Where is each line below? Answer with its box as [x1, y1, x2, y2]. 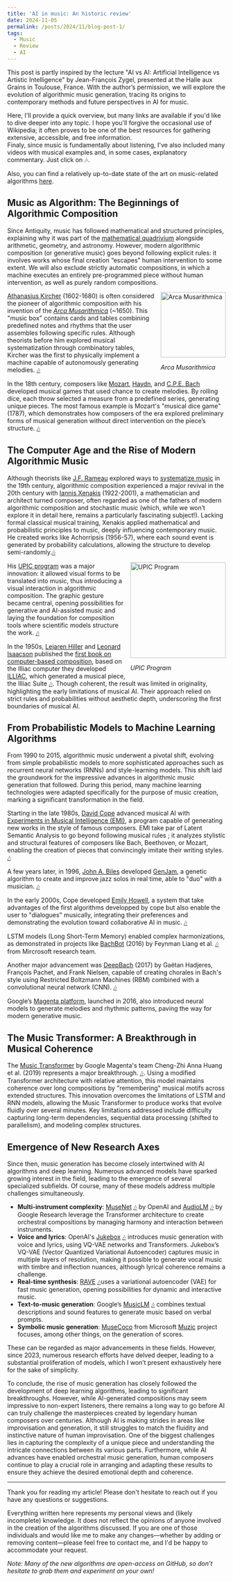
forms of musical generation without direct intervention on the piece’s [7, 416, 206, 425]
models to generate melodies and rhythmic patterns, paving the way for [7, 1004, 212, 1013]
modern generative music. [7, 1012, 83, 1020]
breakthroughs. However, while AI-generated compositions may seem [7, 1393, 207, 1402]
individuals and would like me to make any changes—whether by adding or [7, 1530, 222, 1539]
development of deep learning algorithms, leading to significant [7, 1386, 189, 1395]
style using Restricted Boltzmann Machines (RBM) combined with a [7, 976, 200, 984]
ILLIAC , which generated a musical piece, [7, 672, 126, 680]
